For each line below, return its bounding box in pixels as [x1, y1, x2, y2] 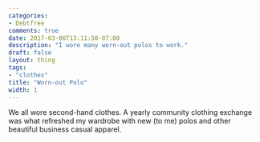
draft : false [8, 49, 52, 57]
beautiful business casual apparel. [8, 124, 122, 134]
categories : [8, 11, 48, 20]
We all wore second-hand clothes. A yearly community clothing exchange [8, 108, 253, 117]
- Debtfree [8, 19, 45, 27]
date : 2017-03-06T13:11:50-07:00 [8, 34, 120, 42]
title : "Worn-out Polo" [8, 78, 88, 86]
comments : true [8, 26, 59, 34]
